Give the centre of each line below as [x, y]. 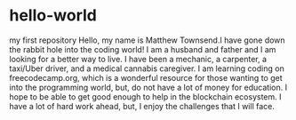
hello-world [53, 16]
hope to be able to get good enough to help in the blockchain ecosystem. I [145, 96]
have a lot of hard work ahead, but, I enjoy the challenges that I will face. [142, 106]
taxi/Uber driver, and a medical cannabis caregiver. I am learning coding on [147, 68]
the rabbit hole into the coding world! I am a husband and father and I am [143, 49]
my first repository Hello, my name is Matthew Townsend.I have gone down [148, 40]
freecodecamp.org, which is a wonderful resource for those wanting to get [146, 77]
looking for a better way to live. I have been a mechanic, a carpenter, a [138, 59]
